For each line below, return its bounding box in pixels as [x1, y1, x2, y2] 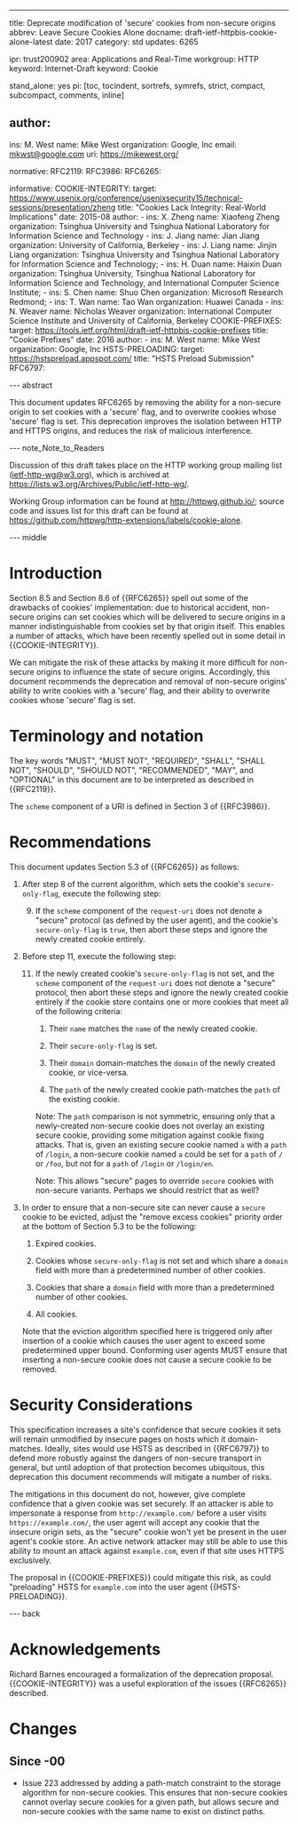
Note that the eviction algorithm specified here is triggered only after [21, 1325, 273, 1336]
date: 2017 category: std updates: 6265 [54, 36, 199, 47]
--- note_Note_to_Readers [9, 442, 105, 453]
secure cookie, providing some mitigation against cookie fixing [35, 1130, 264, 1141]
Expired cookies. [35, 1237, 97, 1249]
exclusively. [9, 1555, 52, 1565]
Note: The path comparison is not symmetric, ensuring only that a [35, 1110, 276, 1121]
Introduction [9, 564, 103, 583]
